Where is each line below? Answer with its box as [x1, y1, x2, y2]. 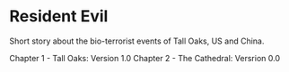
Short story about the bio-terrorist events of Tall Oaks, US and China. [9, 36, 265, 46]
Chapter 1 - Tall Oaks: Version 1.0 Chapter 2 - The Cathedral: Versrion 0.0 [9, 52, 281, 63]
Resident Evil [9, 6, 109, 27]
